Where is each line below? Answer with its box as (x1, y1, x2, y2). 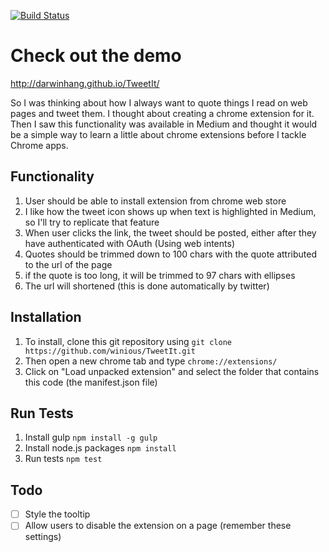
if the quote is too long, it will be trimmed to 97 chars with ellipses (24, 269, 296, 281)
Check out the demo (10, 45, 182, 67)
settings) (24, 531, 62, 543)
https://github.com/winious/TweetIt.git (24, 346, 196, 356)
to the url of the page (24, 258, 113, 270)
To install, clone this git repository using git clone (24, 335, 232, 347)
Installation (10, 309, 82, 326)
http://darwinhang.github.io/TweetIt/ (10, 77, 160, 89)
